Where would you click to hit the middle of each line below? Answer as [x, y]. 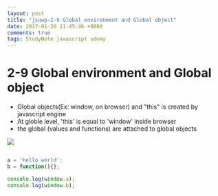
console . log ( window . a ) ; [41, 179]
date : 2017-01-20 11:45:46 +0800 [55, 26]
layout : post [26, 13]
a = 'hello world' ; [35, 160]
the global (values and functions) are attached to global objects [107, 129]
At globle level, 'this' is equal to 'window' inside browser [97, 122]
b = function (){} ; [33, 166]
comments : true [29, 33]
